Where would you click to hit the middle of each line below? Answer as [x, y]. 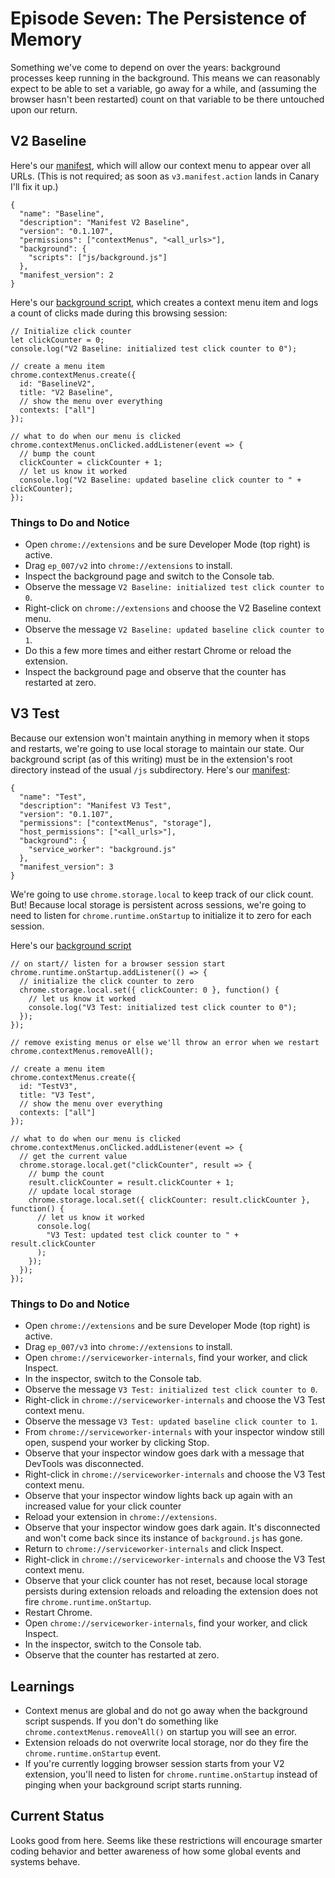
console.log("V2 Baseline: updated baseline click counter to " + [160, 480]
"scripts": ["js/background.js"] [98, 257]
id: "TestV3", [48, 1086]
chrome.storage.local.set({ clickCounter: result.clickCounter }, [169, 1200]
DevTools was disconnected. [84, 1464]
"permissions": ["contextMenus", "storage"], [116, 823]
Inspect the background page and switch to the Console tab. [149, 576]
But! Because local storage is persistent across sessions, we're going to [158, 904]
